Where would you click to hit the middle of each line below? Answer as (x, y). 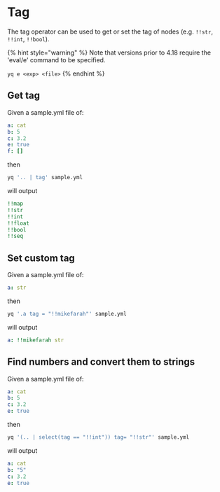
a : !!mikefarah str (36, 340)
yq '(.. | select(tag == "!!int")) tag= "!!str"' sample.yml (98, 437)
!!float (19, 223)
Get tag (24, 96)
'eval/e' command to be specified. (56, 59)
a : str (17, 288)
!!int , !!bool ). (28, 38)
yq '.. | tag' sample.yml (45, 178)
